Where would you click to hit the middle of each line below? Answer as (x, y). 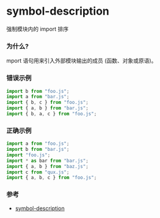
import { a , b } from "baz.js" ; (47, 166)
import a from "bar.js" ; (38, 97)
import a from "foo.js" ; (38, 144)
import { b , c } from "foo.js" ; (47, 103)
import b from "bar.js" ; (38, 150)
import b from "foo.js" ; (38, 91)
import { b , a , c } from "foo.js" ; (52, 114)
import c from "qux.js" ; (38, 172)
